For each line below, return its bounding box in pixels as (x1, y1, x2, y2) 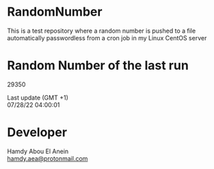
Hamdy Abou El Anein (7, 147, 69, 155)
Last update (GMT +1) (7, 93, 68, 102)
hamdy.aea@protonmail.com (7, 154, 88, 162)
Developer (7, 125, 67, 140)
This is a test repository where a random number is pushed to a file (7, 27, 196, 35)
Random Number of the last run (7, 58, 189, 74)
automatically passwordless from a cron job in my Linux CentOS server (7, 33, 207, 42)
